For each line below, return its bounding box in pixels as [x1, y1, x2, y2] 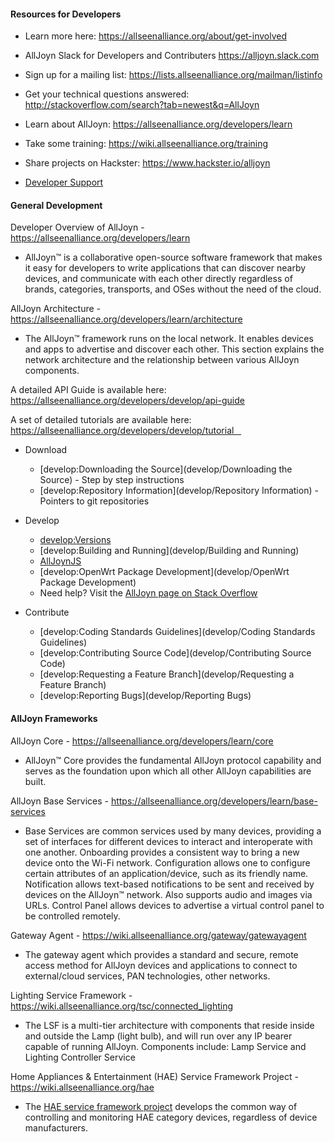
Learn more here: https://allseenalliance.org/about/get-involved [24, 30, 288, 42]
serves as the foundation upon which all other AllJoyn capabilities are [24, 765, 312, 777]
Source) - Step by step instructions [39, 474, 185, 486]
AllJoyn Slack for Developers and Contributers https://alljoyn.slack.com [24, 50, 320, 62]
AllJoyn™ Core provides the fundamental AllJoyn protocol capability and [24, 754, 322, 766]
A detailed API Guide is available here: [10, 384, 167, 396]
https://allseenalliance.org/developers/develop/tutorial [10, 425, 235, 437]
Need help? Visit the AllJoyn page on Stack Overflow [39, 587, 258, 599]
